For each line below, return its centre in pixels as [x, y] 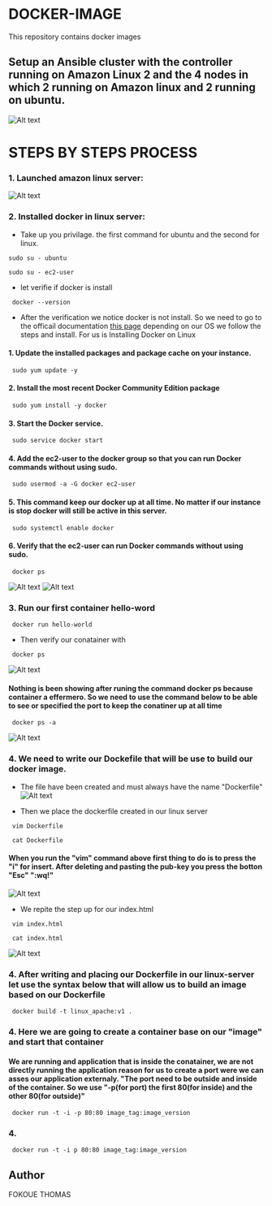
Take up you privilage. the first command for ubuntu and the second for [140, 234]
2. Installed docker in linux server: [77, 217]
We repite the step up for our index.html [87, 909]
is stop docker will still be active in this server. [88, 510]
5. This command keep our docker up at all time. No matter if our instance [135, 502]
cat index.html [37, 938]
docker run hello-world [52, 625]
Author [26, 1175]
